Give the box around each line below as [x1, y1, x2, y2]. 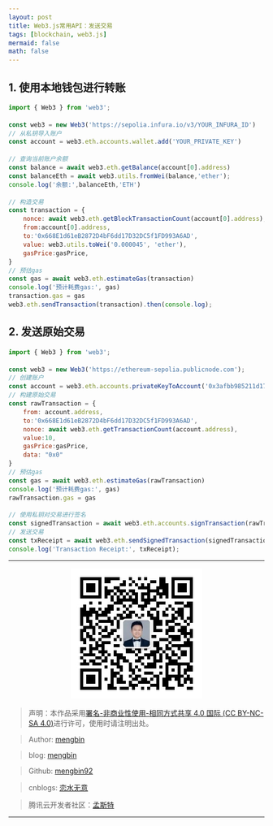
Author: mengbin [28, 734, 85, 744]
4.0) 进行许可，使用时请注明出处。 [40, 718, 154, 728]
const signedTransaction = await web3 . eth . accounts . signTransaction [8, 520, 245, 528]
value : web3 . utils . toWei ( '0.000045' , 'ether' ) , [23, 240, 187, 249]
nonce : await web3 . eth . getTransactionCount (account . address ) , [23, 425, 238, 434]
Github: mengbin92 [28, 766, 93, 776]
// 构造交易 [8, 197, 45, 206]
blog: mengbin [28, 750, 77, 759]
